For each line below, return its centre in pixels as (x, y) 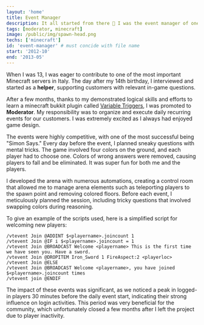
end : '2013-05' (25, 57)
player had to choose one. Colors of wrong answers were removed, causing (101, 156)
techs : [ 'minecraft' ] (34, 40)
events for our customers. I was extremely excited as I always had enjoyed (100, 118)
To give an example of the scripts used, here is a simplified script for (92, 218)
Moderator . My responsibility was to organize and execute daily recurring (99, 112)
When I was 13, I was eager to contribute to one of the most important (93, 74)
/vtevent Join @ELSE (32, 262)
